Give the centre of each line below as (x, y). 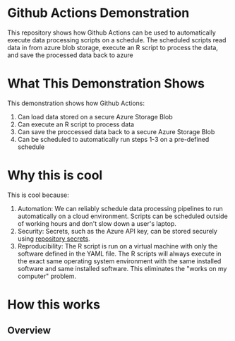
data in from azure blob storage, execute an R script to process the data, (113, 47)
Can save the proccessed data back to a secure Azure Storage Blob (116, 131)
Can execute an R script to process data (76, 124)
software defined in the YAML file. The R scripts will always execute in (119, 253)
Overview (29, 331)
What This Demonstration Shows (106, 84)
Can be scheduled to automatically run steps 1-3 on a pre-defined (113, 139)
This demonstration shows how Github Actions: (76, 103)
